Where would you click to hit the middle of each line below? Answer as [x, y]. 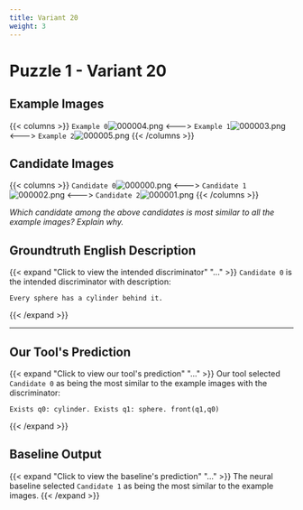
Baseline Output [55, 454]
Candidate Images [62, 163]
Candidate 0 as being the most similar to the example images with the [138, 383]
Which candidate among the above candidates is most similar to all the [142, 212]
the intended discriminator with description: [90, 282]
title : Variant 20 [44, 18]
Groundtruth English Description [103, 250]
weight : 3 [28, 26]
